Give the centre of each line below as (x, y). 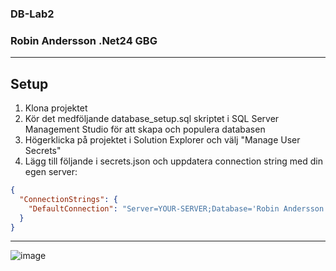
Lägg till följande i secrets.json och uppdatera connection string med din (173, 161)
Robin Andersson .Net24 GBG (84, 40)
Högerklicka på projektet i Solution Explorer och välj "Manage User (162, 140)
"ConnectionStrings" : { (68, 199)
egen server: (51, 172)
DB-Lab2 (32, 14)
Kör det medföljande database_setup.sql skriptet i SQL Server (152, 119)
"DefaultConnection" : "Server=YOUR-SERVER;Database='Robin (154, 208)
